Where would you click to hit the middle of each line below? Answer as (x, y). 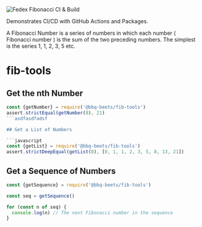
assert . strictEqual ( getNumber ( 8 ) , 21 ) (56, 113)
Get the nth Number (45, 93)
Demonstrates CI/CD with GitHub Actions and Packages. (77, 21)
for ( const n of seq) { (37, 207)
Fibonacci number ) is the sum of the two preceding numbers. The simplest (101, 39)
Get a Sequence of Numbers (61, 171)
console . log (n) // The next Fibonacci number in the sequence (92, 213)
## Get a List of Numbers (39, 129)
